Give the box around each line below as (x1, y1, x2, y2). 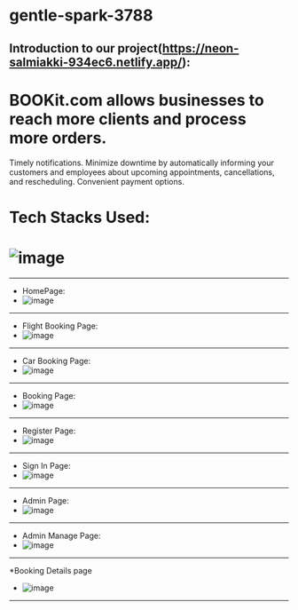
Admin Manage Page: (21, 530, 101, 541)
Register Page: (21, 425, 76, 436)
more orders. (9, 128, 107, 147)
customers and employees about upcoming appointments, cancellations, (9, 166, 275, 178)
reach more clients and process (9, 108, 247, 129)
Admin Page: (21, 495, 69, 506)
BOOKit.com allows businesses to (9, 90, 264, 110)
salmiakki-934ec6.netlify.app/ (9, 54, 183, 69)
